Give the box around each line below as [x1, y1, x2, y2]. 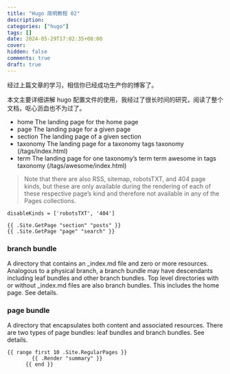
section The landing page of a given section [16, 132, 142, 141]
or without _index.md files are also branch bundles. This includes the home [7, 281, 220, 289]
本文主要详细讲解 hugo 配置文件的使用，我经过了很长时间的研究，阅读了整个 [7, 95, 224, 104]
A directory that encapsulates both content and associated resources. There [7, 321, 223, 329]
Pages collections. [23, 196, 77, 204]
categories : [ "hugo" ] [7, 23, 69, 30]
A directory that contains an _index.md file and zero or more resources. [7, 259, 209, 268]
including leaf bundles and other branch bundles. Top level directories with [7, 274, 219, 282]
